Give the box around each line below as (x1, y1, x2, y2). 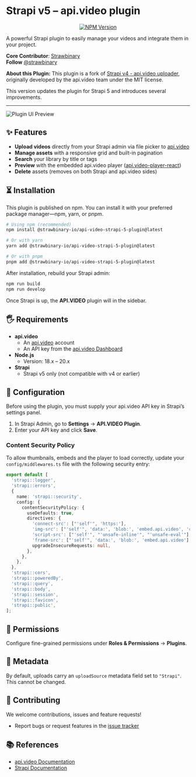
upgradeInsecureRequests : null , (32, 542, 111, 548)
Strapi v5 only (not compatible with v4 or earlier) (23, 370, 140, 377)
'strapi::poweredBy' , (11, 575, 64, 582)
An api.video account (23, 339, 75, 346)
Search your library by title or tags (14, 155, 97, 162)
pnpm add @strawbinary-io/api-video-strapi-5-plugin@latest (6, 259, 156, 264)
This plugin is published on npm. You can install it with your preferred (6, 204, 173, 211)
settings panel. (6, 409, 42, 416)
